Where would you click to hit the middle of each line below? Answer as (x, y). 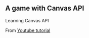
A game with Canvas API (45, 8)
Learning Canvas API (27, 20)
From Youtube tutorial (28, 30)
